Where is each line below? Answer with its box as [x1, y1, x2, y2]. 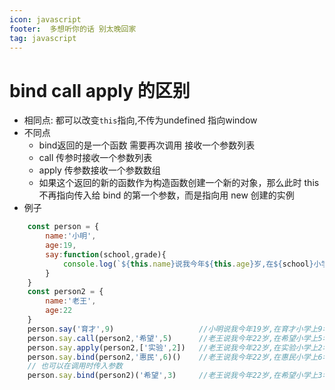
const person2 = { [27, 287, 104, 297]
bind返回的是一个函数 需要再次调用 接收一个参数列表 [38, 139, 256, 151]
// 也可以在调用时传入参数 [27, 361, 123, 371]
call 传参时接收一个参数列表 [38, 152, 153, 164]
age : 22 [45, 306, 73, 316]
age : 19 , [45, 241, 77, 251]
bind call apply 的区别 [9, 79, 191, 102]
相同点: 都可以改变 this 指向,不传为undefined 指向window [23, 114, 258, 126]
